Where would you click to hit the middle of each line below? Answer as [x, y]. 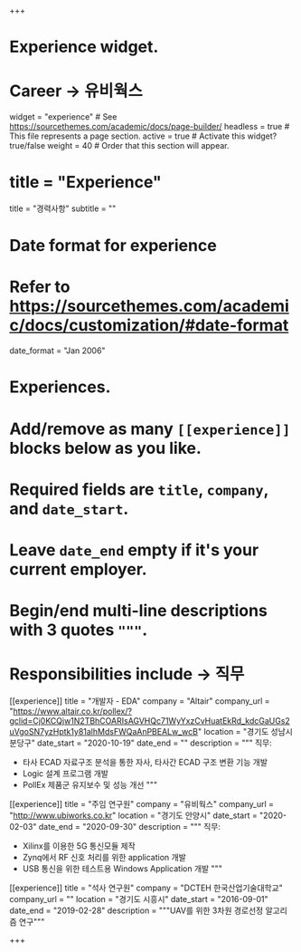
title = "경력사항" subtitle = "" [63, 208]
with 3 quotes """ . [79, 630]
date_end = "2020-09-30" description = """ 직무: [130, 827]
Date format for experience [113, 246]
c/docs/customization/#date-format [149, 326]
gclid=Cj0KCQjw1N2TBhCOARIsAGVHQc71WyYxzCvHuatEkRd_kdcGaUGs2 [150, 721]
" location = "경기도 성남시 [245, 732]
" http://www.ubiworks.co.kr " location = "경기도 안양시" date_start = [133, 815]
